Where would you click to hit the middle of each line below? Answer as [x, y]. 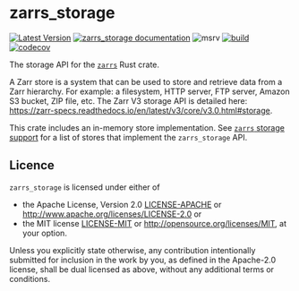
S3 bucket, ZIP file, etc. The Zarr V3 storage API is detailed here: [128, 100]
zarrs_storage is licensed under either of [85, 187]
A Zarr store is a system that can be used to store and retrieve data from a [146, 81]
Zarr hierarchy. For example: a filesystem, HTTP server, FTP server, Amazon [149, 91]
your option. [44, 233]
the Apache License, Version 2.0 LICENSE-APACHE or [122, 204]
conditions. [30, 278]
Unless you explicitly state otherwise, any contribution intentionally [132, 250]
